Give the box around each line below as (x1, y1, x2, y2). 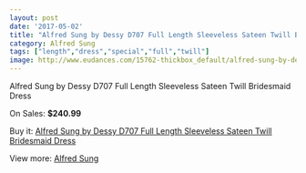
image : (9, 56, 35, 65)
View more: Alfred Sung (9, 153, 99, 164)
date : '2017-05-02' (9, 22, 84, 31)
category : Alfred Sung (9, 38, 96, 48)
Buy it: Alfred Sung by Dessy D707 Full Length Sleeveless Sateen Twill (9, 126, 272, 137)
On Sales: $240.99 (9, 108, 82, 118)
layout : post (9, 13, 59, 23)
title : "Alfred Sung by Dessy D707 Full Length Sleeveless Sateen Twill (9, 30, 291, 39)
